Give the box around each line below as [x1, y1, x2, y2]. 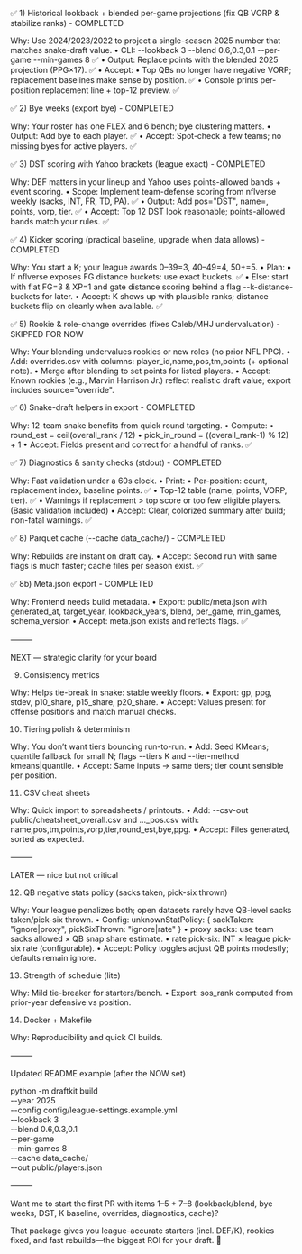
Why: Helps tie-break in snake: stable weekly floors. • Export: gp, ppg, [10, 687, 273, 698]
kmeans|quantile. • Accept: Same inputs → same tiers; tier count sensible [10, 761, 284, 771]
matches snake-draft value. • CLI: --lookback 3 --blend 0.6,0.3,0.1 [10, 45, 256, 55]
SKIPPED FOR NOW [10, 329, 84, 339]
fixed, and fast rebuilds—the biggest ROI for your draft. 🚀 [10, 1235, 222, 1245]
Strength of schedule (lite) [23, 970, 121, 981]
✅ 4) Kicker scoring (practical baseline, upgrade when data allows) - [10, 234, 265, 244]
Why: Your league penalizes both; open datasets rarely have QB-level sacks [10, 905, 292, 915]
